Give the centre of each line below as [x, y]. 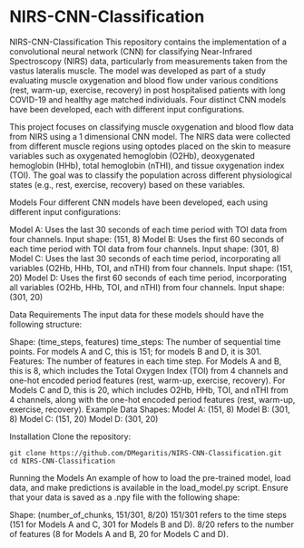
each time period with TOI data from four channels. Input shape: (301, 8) [144, 249]
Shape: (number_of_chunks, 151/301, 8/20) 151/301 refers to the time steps [148, 514]
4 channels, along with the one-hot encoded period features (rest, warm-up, [152, 399]
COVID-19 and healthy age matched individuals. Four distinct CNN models [148, 99]
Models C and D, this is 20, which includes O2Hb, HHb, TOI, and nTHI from [149, 390]
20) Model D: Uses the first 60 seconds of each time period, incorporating [148, 278]
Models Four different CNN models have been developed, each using [139, 202]
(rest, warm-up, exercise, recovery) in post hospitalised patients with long [147, 90]
